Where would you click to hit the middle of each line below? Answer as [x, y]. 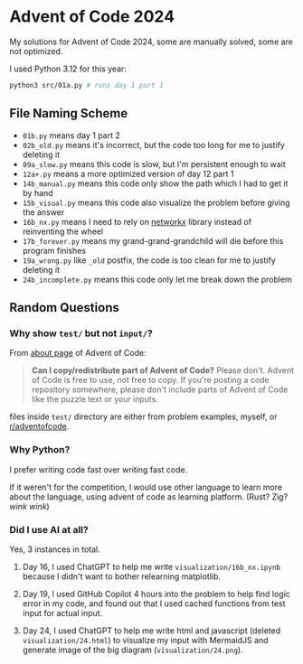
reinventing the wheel [63, 231]
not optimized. [36, 51]
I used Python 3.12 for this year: [68, 69]
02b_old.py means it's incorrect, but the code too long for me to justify [153, 145]
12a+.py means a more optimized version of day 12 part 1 [128, 173]
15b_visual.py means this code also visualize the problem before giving [156, 202]
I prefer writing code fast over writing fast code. [99, 469]
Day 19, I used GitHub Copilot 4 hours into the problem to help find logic [156, 594]
